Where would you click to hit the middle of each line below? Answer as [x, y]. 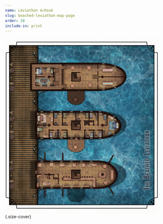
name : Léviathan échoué [29, 10]
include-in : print [24, 26]
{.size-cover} [18, 217]
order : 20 [15, 21]
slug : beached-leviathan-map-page [40, 15]
